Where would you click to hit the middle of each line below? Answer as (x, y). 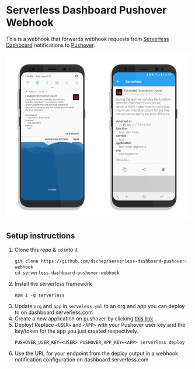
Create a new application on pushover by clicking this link (84, 319)
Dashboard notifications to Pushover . (51, 45)
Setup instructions (41, 236)
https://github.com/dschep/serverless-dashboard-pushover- (114, 261)
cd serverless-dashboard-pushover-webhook (67, 273)
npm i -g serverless (39, 295)
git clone (27, 261)
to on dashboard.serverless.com (54, 312)
